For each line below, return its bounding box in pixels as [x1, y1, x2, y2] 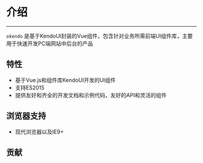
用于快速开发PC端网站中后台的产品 [6, 40, 94, 47]
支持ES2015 [14, 84, 45, 91]
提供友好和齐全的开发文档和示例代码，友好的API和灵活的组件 [14, 91, 167, 98]
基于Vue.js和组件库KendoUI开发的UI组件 [14, 76, 116, 83]
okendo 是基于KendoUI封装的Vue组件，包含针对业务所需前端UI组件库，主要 [6, 32, 193, 39]
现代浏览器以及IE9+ [14, 128, 64, 135]
